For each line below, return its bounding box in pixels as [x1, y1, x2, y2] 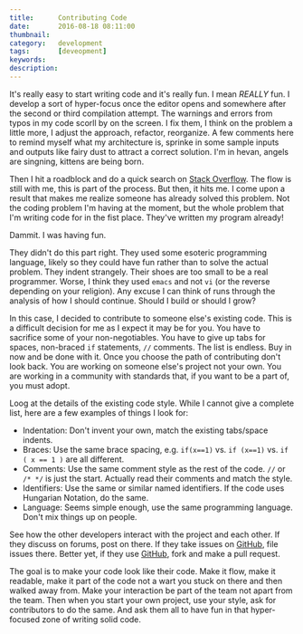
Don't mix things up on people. [22, 511, 137, 522]
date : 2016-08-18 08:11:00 [9, 22, 136, 31]
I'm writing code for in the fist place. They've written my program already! [9, 212, 284, 223]
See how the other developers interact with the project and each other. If [9, 529, 280, 540]
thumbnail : [9, 30, 51, 39]
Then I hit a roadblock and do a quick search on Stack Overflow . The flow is [9, 173, 292, 184]
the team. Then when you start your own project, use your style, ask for [9, 594, 277, 605]
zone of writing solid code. [42, 613, 142, 625]
